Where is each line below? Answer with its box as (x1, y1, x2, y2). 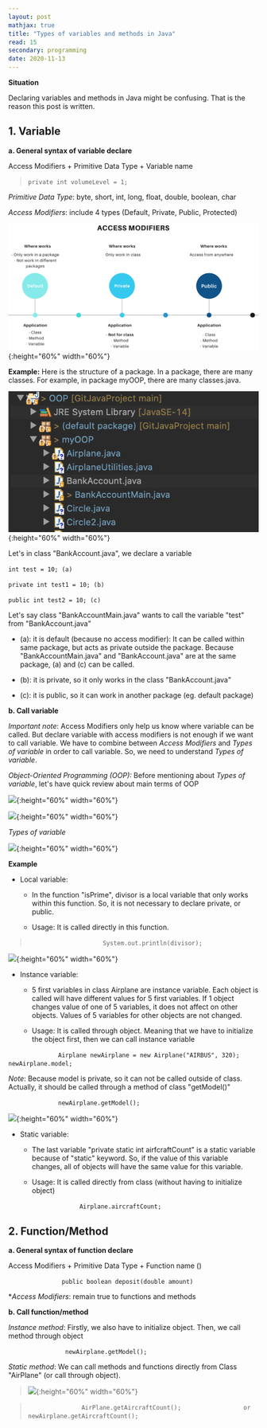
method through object (8, 1331, 83, 1340)
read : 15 (8, 38, 37, 46)
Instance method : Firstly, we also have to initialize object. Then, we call (8, 1322, 241, 1332)
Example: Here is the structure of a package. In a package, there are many (8, 367, 253, 377)
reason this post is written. (8, 102, 95, 111)
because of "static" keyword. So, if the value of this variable (31, 1153, 229, 1163)
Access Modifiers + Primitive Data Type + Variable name (8, 161, 193, 170)
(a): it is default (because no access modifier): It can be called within (19, 634, 245, 644)
